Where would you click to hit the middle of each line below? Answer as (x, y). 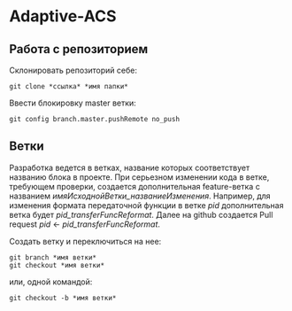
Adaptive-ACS (63, 16)
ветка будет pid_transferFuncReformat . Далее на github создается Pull (141, 214)
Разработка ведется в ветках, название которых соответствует (130, 167)
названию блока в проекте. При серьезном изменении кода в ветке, (139, 177)
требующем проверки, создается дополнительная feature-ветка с (135, 186)
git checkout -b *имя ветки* (63, 298)
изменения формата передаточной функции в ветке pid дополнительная (146, 205)
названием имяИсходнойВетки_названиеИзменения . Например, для (140, 196)
